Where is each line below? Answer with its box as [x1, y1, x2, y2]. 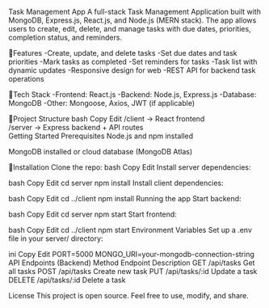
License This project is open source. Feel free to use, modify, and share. [8, 291, 249, 300]
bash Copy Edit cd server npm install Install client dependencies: [8, 178, 224, 188]
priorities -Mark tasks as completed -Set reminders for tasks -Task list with [8, 57, 258, 66]
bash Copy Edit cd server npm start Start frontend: [8, 209, 178, 219]
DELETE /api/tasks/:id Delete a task [8, 275, 126, 285]
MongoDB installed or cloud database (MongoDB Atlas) [8, 147, 192, 156]
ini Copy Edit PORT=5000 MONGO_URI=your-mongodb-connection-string [8, 250, 254, 259]
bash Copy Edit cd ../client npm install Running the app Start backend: [8, 194, 242, 203]
